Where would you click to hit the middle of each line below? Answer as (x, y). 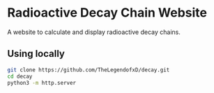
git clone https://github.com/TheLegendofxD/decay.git (89, 70)
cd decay (20, 76)
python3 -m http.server (42, 83)
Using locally (36, 54)
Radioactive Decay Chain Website (107, 13)
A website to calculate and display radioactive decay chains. (94, 32)
